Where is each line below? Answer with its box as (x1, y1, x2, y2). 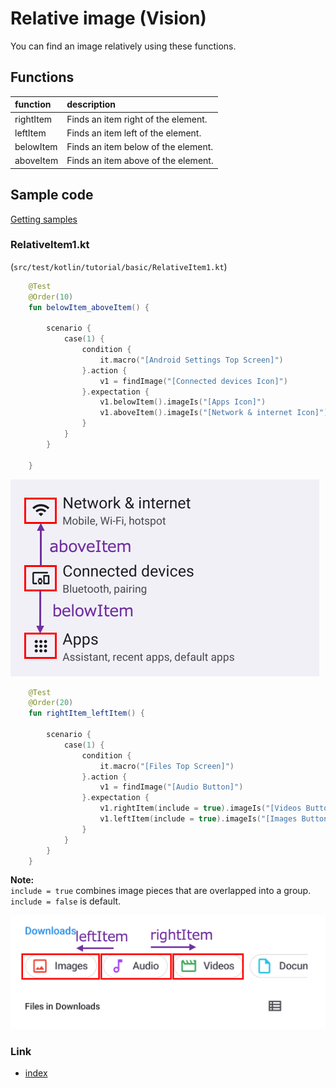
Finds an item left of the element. (66, 127, 202, 139)
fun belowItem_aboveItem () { (28, 302, 150, 312)
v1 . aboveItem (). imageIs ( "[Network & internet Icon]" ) (99, 408, 329, 418)
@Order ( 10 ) (28, 292, 74, 302)
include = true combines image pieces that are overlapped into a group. (10, 885, 312, 897)
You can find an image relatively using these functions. (10, 40, 237, 52)
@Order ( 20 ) (28, 698, 74, 708)
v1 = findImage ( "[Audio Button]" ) (99, 782, 244, 792)
